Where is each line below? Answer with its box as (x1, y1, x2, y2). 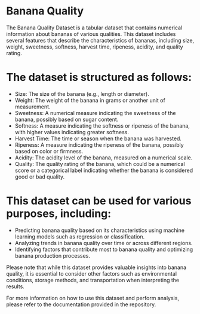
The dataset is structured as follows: (6, 71, 192, 84)
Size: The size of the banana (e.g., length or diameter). (14, 90, 149, 97)
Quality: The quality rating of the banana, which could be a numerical (14, 160, 185, 167)
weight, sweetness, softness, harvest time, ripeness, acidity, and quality (6, 43, 183, 50)
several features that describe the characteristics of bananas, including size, (6, 37, 195, 44)
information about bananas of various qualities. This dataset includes (6, 30, 176, 37)
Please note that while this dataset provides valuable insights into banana (6, 264, 187, 271)
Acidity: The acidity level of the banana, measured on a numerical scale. (14, 154, 193, 161)
